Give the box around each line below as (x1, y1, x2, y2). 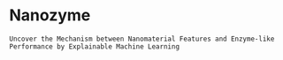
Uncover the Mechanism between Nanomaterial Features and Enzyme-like (9, 34, 275, 43)
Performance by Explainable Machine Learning (9, 41, 180, 51)
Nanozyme (9, 5, 91, 26)
